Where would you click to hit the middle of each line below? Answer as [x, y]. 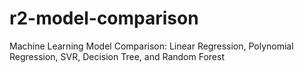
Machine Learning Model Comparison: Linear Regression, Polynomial [151, 46]
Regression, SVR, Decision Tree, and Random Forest [117, 56]
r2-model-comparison [104, 18]
